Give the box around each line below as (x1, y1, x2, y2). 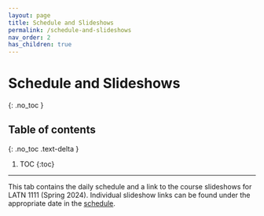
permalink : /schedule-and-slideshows (8, 26, 132, 34)
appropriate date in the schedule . (8, 198, 116, 208)
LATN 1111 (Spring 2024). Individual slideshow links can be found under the (8, 190, 251, 200)
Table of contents (8, 123, 96, 137)
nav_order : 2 (8, 33, 51, 42)
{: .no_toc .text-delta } (8, 144, 79, 153)
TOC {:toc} (19, 159, 55, 169)
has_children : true (8, 41, 72, 49)
